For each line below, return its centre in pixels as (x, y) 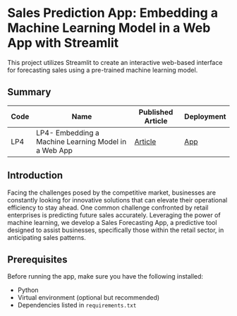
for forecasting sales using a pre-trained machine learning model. (103, 70)
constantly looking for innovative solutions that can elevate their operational (117, 200)
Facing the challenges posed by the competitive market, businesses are (112, 193)
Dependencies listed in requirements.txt (77, 305)
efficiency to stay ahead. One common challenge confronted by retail (108, 207)
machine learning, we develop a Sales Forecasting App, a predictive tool (112, 222)
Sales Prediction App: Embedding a (113, 13)
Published (156, 112)
